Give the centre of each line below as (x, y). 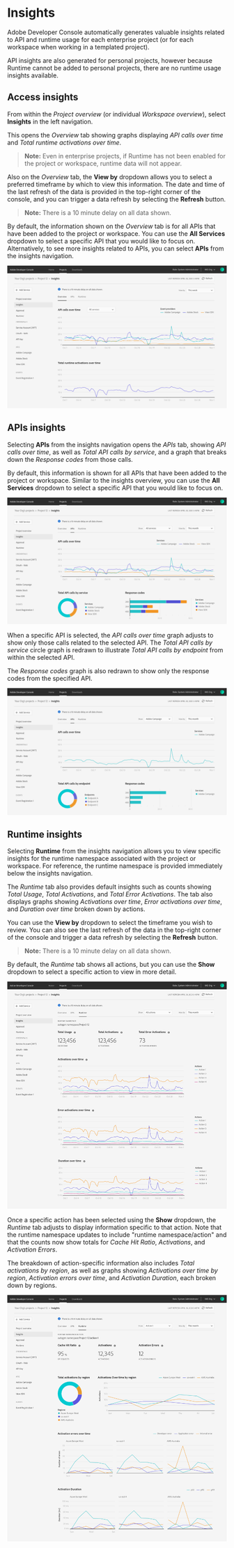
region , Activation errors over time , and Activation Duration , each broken (112, 1277)
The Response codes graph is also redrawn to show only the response (108, 671)
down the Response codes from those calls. (70, 459)
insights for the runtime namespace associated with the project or (102, 859)
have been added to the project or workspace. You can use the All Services (116, 233)
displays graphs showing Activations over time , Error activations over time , (115, 902)
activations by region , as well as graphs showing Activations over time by (112, 1270)
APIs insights (37, 428)
